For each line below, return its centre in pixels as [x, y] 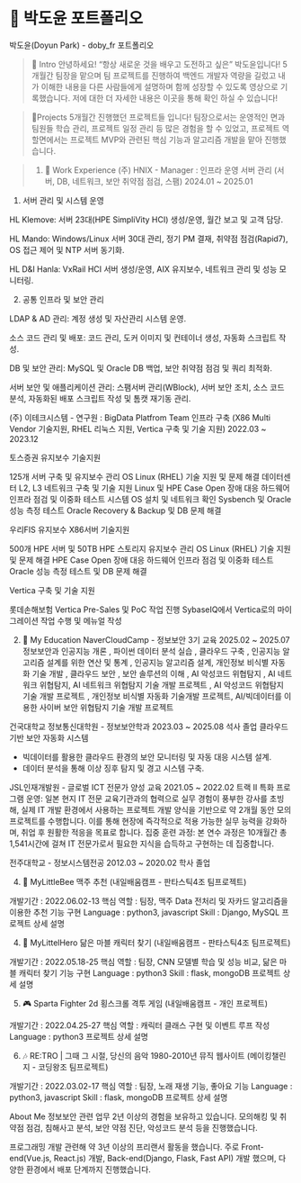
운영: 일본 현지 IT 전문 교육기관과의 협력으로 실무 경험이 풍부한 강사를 [146, 799]
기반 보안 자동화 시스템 [49, 737]
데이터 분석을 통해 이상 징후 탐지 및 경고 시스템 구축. [113, 768]
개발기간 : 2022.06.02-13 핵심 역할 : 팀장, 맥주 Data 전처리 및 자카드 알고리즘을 [149, 900]
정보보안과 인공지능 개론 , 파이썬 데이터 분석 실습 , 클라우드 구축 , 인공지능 [151, 651]
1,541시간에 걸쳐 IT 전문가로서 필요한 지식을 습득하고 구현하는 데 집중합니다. [142, 844]
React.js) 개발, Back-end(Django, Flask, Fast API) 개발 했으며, [165, 1158]
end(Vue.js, [31, 1158]
